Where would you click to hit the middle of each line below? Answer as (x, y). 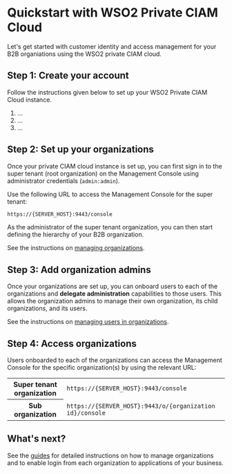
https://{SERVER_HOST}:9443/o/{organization (141, 406)
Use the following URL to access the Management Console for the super (110, 194)
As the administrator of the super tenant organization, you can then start (110, 227)
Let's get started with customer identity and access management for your (112, 46)
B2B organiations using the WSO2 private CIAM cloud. (85, 54)
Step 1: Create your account (68, 76)
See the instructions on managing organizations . (76, 248)
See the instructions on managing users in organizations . (88, 322)
